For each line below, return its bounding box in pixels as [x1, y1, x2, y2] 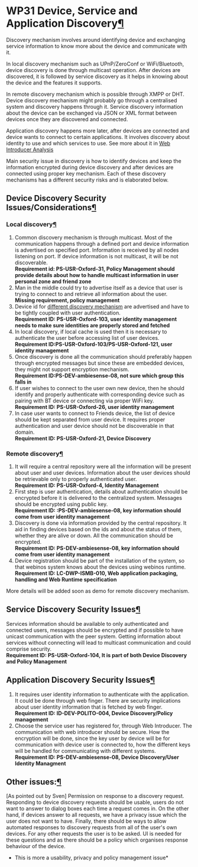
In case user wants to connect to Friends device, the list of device [14, 410, 176, 417]
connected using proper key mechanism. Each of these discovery [6, 170, 167, 177]
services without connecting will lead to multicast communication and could [6, 639, 191, 646]
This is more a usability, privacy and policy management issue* [14, 854, 168, 861]
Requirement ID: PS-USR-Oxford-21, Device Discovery [14, 434, 151, 441]
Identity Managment [14, 759, 66, 767]
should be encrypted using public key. [14, 501, 108, 508]
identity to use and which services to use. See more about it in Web [6, 139, 170, 147]
